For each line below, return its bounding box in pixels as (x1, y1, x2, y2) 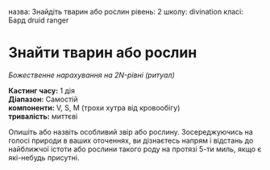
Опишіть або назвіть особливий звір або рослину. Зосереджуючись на (8, 126, 254, 136)
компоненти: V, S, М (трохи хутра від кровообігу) (8, 102, 181, 112)
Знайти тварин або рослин (8, 44, 197, 62)
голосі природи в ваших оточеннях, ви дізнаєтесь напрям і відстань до (8, 135, 254, 145)
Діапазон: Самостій (8, 94, 78, 104)
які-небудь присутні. (8, 152, 80, 162)
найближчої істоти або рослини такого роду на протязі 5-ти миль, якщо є (8, 144, 262, 154)
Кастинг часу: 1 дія (8, 85, 75, 95)
